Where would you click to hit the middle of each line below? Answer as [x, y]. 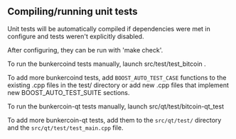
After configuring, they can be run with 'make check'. [85, 50]
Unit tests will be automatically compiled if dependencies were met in [109, 28]
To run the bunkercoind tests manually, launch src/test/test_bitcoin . [107, 64]
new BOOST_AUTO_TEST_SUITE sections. [69, 92]
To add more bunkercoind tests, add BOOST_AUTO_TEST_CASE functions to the [117, 77]
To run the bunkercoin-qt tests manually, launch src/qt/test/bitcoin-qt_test [116, 106]
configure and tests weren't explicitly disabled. [76, 36]
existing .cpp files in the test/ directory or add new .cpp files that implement [118, 85]
